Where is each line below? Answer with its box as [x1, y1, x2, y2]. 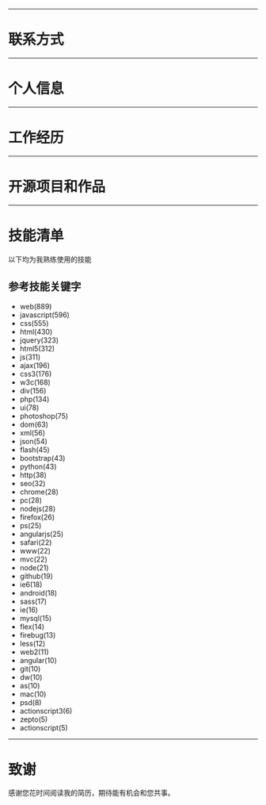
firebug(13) [19, 630, 56, 639]
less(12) [19, 638, 46, 648]
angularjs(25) [19, 529, 64, 539]
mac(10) [19, 689, 47, 699]
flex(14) [19, 622, 45, 631]
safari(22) [19, 537, 52, 547]
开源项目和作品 [8, 178, 106, 195]
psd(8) [19, 697, 42, 707]
